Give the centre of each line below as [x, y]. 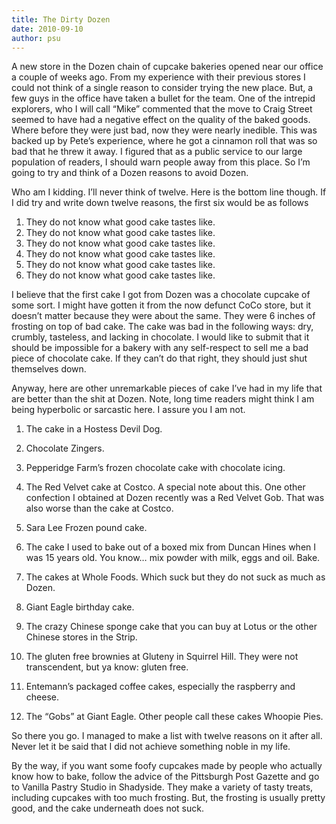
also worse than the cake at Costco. [99, 508]
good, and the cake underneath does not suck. [108, 808]
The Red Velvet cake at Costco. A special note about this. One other [165, 487]
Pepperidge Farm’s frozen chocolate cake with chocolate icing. [155, 468]
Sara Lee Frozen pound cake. [86, 528]
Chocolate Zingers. [65, 448]
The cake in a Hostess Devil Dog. [94, 429]
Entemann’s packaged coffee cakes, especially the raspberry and [160, 687]
